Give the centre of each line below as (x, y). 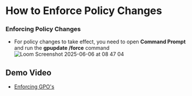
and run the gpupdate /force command (62, 48)
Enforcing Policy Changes (43, 29)
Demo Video (28, 72)
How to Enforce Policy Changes (84, 11)
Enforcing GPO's (34, 87)
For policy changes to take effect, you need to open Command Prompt (100, 42)
